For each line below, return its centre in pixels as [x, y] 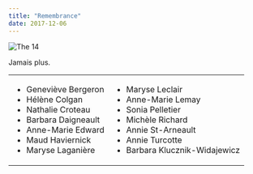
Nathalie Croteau [58, 109]
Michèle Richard [157, 120]
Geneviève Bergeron [65, 89]
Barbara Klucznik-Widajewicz [183, 150]
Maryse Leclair [154, 89]
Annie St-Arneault [161, 129]
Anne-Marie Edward [65, 129]
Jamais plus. [30, 62]
